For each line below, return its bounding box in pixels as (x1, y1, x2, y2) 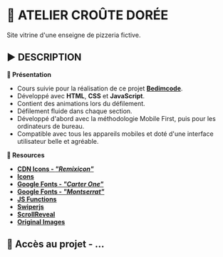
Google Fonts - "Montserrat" (16, 187, 105, 196)
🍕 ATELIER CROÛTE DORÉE (6, 7, 169, 23)
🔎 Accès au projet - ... (6, 238, 105, 251)
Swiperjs (16, 202, 44, 211)
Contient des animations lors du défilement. (16, 99, 145, 107)
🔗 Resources (6, 150, 45, 159)
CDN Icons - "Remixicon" (16, 164, 94, 173)
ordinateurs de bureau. (16, 122, 85, 130)
